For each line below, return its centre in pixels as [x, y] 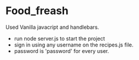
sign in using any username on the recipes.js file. [74, 45]
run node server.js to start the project [59, 38]
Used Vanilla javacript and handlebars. [52, 27]
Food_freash [37, 11]
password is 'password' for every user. [62, 51]
